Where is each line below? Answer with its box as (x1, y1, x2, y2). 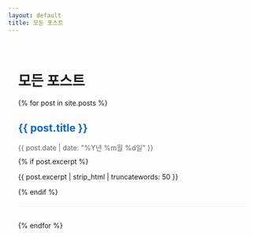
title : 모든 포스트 (8, 19, 64, 27)
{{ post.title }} (18, 121, 88, 135)
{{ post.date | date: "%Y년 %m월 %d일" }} (18, 143, 154, 153)
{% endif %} (18, 187, 58, 197)
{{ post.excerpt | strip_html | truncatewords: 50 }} (18, 172, 179, 182)
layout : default (8, 11, 61, 20)
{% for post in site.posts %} (18, 98, 108, 108)
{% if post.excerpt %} (18, 157, 89, 166)
